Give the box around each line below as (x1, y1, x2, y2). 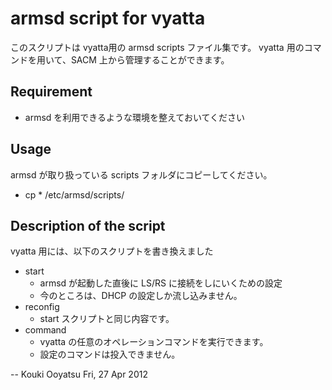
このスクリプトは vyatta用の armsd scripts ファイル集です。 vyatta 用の (10, 41, 305, 53)
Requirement (10, 83, 93, 101)
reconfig (24, 301, 60, 313)
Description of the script (10, 217, 166, 234)
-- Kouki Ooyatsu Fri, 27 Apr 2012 (10, 368, 148, 381)
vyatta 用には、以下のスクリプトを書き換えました (10, 245, 214, 257)
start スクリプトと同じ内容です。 (39, 313, 175, 325)
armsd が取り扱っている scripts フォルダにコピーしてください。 (10, 168, 273, 181)
